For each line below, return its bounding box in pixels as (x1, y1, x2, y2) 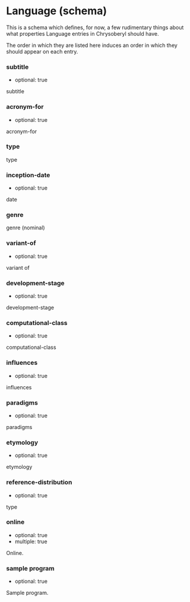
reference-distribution (6, 478, 72, 487)
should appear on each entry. (6, 48, 78, 55)
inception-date (6, 171, 50, 179)
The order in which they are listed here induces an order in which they (6, 42, 178, 49)
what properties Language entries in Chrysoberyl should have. (6, 30, 159, 37)
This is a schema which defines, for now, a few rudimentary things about (6, 24, 184, 31)
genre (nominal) (6, 224, 46, 231)
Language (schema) (6, 4, 107, 18)
